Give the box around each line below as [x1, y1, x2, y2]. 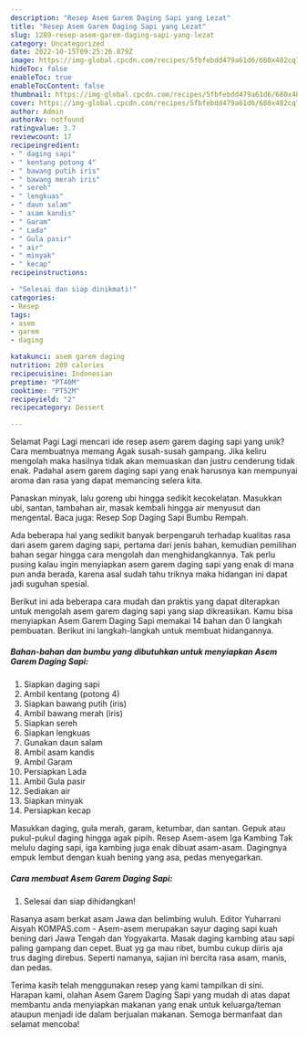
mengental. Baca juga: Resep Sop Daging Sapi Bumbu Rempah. [10, 513, 249, 524]
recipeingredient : [10, 141, 80, 150]
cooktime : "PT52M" [10, 386, 80, 396]
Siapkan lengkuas [23, 727, 90, 738]
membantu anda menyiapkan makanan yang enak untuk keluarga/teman [10, 1000, 281, 1011]
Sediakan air [23, 786, 71, 797]
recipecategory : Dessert [10, 403, 105, 412]
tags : [10, 310, 31, 320]
